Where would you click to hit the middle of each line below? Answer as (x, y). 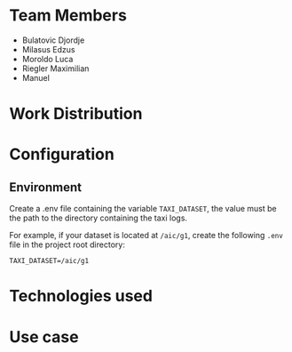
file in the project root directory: (67, 244)
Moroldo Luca (47, 59)
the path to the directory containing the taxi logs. (99, 218)
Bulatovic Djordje (53, 40)
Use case (44, 336)
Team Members (68, 16)
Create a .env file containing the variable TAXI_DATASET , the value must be (143, 209)
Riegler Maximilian (55, 68)
